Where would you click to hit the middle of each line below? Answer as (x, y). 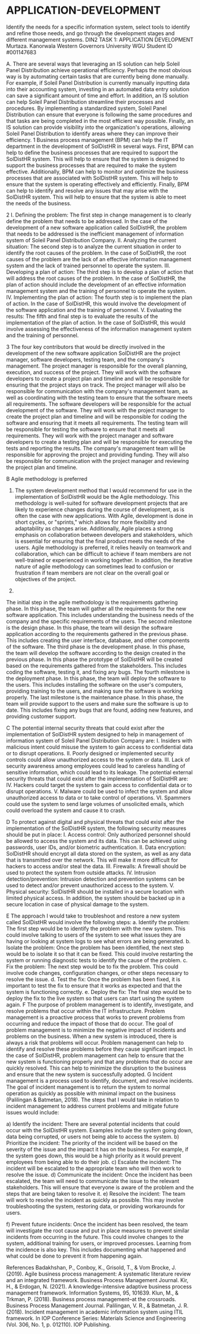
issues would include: (33, 1112)
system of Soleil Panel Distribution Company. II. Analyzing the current (91, 240)
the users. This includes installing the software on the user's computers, (95, 684)
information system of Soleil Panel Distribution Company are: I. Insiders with (99, 740)
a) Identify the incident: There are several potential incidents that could (93, 1124)
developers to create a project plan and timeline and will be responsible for (98, 378)
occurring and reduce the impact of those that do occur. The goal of (90, 1023)
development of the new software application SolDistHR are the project (93, 353)
